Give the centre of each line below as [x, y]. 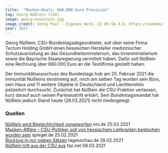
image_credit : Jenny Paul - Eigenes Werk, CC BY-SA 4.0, [66, 24]
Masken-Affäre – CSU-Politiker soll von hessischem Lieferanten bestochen [82, 130]
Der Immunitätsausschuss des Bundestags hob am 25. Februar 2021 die [80, 74]
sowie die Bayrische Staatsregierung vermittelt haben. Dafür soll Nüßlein [80, 59]
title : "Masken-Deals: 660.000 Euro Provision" [57, 10]
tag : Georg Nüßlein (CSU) [32, 15]
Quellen [15, 113]
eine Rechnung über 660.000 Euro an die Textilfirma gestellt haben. [75, 64]
